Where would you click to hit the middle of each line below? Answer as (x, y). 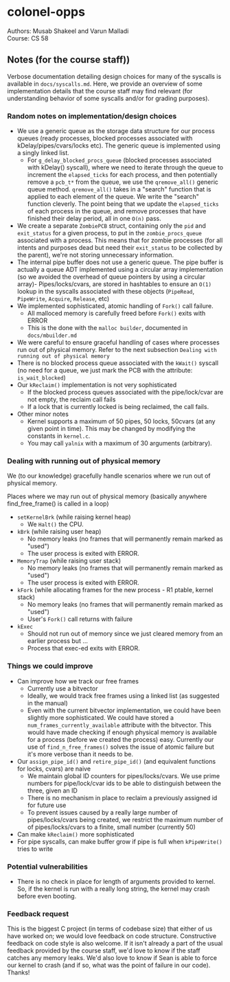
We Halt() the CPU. (55, 524)
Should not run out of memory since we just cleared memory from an (125, 634)
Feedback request (38, 913)
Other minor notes (43, 414)
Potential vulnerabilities (47, 867)
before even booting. (47, 896)
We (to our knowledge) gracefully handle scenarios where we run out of (109, 476)
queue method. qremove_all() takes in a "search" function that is (119, 189)
